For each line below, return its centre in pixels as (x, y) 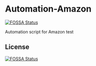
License (17, 47)
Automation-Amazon (48, 9)
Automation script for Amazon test (39, 32)
